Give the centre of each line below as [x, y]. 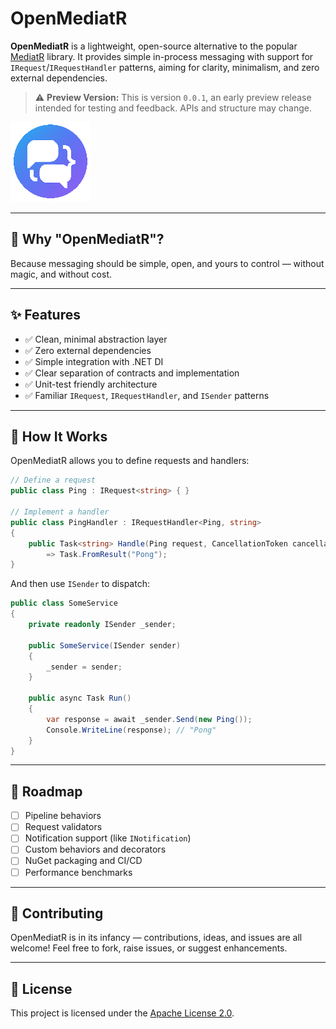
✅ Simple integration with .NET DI [94, 361]
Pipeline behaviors [63, 816]
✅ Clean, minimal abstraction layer [96, 339]
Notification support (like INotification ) [108, 838]
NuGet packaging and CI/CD [83, 861]
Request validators [63, 827]
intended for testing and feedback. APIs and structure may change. [173, 108]
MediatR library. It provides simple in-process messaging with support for [162, 56]
